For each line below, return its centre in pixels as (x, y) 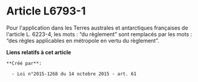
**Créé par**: (24, 63)
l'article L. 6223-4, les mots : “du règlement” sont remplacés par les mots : (99, 34)
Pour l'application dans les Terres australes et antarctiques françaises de (97, 28)
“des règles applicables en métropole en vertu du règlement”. (83, 40)
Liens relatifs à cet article (39, 52)
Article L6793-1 (46, 11)
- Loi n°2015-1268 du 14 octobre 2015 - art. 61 (74, 74)
